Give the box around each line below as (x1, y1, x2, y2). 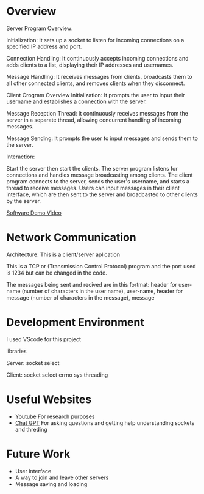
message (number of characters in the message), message (6, 293, 155, 301)
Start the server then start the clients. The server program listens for (6, 164, 178, 172)
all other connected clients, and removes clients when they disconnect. (6, 79, 185, 87)
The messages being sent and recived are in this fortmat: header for (6, 281, 178, 288)
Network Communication (6, 230, 137, 245)
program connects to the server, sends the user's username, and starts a (6, 177, 190, 185)
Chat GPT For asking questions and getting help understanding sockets (15, 419, 195, 426)
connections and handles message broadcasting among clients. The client (6, 171, 193, 179)
